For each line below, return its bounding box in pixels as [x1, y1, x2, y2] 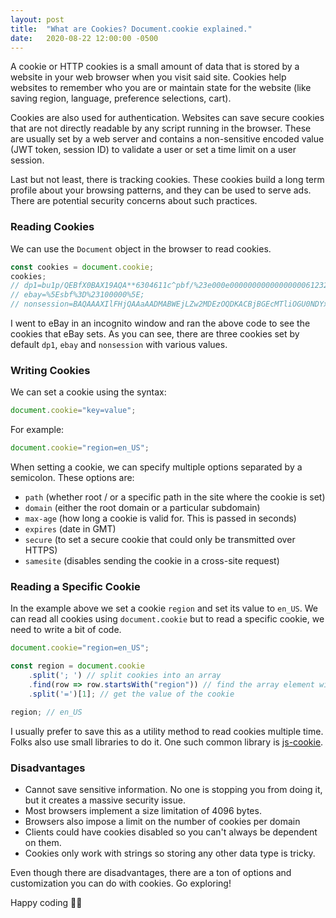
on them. [24, 836, 62, 848]
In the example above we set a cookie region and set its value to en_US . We [10, 602, 318, 615]
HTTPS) [24, 544, 58, 556]
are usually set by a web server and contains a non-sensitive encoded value [10, 133, 325, 145]
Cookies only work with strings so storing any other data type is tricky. [24, 847, 316, 859]
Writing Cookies [10, 363, 91, 377]
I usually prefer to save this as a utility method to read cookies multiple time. [10, 725, 324, 737]
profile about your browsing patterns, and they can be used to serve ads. [10, 184, 312, 196]
